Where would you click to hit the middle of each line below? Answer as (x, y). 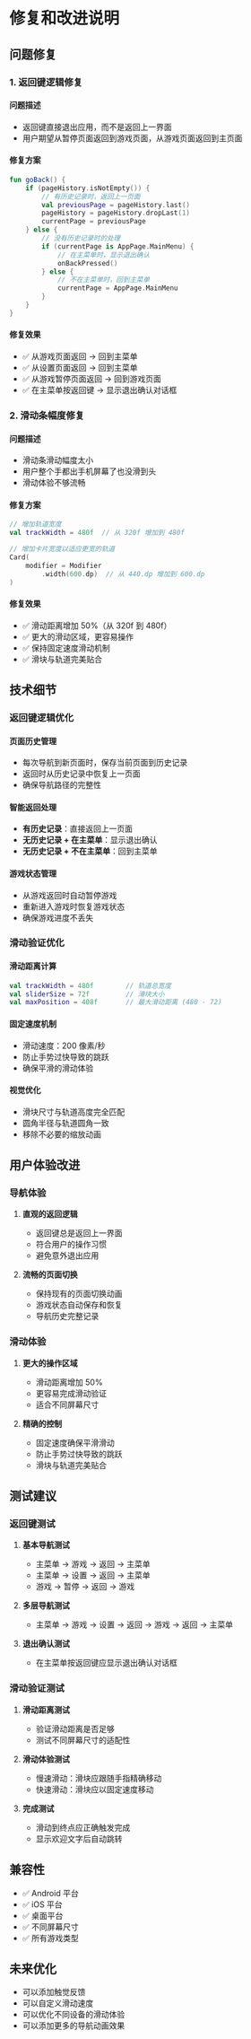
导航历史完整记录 (67, 1317)
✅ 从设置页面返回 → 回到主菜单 (80, 367)
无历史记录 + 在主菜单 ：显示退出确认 (90, 840)
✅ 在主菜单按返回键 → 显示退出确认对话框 (100, 389)
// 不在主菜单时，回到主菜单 (104, 280)
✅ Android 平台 (50, 1893)
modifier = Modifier (64, 565)
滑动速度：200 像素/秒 (64, 1046)
